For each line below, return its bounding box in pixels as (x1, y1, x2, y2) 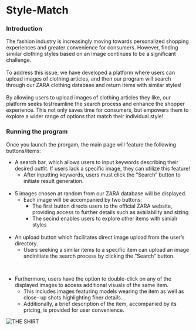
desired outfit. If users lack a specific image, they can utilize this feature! (14, 165, 191, 172)
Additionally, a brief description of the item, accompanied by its (23, 300, 177, 307)
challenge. (6, 56, 32, 64)
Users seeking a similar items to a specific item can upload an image (23, 246, 190, 253)
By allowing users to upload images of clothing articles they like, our (6, 94, 171, 101)
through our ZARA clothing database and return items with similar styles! (6, 82, 182, 89)
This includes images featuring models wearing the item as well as (23, 288, 184, 295)
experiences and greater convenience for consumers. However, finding (6, 44, 178, 51)
